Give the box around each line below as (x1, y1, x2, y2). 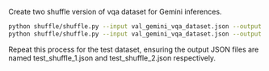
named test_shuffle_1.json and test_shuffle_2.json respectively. (8, 52, 216, 63)
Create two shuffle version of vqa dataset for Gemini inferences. (8, 7, 222, 16)
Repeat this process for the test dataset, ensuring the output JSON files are (8, 44, 259, 54)
